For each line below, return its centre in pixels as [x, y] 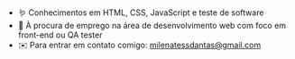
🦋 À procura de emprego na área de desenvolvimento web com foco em [152, 25]
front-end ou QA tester [60, 35]
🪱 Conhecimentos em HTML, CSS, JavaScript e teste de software [141, 13]
